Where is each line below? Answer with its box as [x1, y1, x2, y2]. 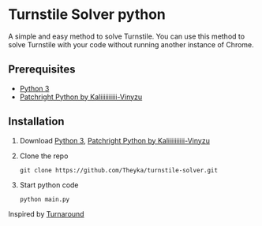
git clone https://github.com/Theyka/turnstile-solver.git [19, 166, 219, 174]
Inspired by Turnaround [8, 209, 84, 218]
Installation [8, 115, 65, 128]
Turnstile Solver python [8, 6, 166, 24]
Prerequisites [8, 63, 76, 76]
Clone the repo [19, 151, 69, 161]
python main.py [19, 195, 70, 203]
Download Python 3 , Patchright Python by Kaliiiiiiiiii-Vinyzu [19, 135, 211, 145]
